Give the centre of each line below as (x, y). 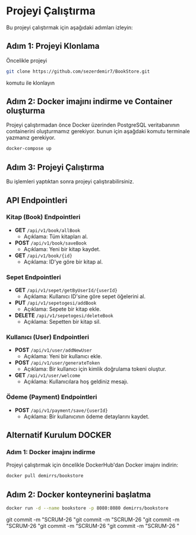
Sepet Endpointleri (34, 277)
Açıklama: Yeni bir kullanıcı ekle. (63, 356)
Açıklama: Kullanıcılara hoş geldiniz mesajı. (76, 381)
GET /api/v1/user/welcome (48, 376)
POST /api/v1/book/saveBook (51, 243)
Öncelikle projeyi (27, 60)
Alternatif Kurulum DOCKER (59, 435)
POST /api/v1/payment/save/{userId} (61, 410)
